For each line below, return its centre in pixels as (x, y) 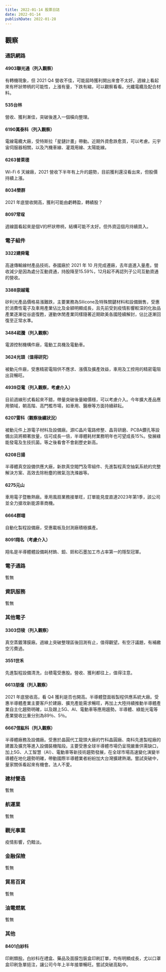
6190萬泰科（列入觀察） (30, 129)
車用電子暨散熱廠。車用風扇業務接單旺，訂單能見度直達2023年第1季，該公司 (83, 497)
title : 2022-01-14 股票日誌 (33, 10)
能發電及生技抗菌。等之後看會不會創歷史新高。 (53, 443)
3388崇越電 (17, 290)
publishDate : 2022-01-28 (31, 19)
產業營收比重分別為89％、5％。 (37, 715)
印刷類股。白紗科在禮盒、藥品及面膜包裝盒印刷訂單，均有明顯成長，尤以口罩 (83, 959)
